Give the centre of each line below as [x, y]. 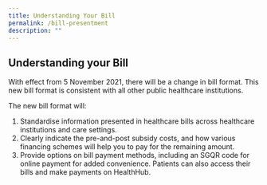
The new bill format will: [47, 106]
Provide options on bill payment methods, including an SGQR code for [134, 155]
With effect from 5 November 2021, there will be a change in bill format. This [133, 82]
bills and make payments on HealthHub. [85, 172]
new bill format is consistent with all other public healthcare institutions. [126, 91]
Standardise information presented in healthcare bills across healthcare [137, 121]
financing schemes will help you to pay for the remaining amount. [127, 147]
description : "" [35, 30]
